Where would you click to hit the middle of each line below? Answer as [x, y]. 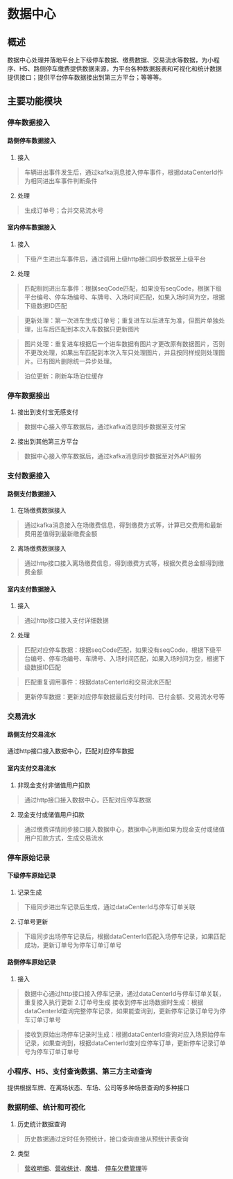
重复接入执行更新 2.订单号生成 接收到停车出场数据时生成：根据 [114, 1002]
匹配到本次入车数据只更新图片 [97, 329]
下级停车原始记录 [32, 875]
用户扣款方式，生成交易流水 [64, 838]
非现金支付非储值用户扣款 [54, 785]
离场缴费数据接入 [42, 549]
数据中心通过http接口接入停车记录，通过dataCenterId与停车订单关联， [124, 993]
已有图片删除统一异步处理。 [76, 361]
